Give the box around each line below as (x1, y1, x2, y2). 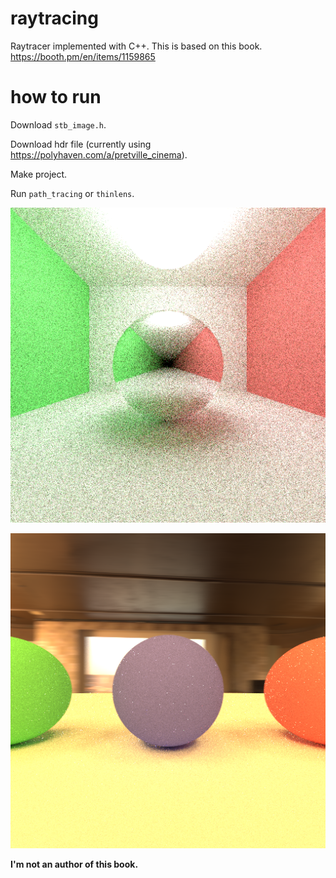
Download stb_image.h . (10, 118, 107, 131)
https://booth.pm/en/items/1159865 (10, 50, 156, 62)
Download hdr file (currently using (10, 138, 152, 150)
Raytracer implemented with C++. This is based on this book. (10, 40, 263, 52)
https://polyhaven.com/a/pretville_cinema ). (10, 148, 188, 161)
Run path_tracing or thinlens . (10, 187, 135, 199)
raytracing (10, 7, 99, 30)
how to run (10, 86, 102, 109)
